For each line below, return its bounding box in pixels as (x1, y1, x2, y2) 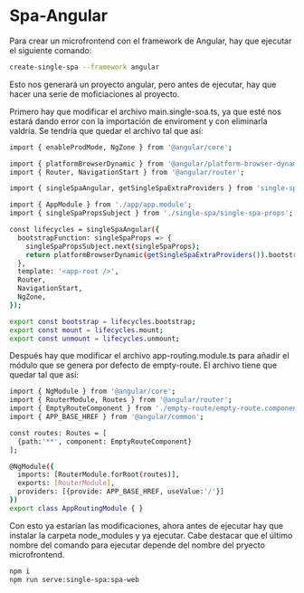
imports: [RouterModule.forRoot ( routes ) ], (17, 470, 180, 480)
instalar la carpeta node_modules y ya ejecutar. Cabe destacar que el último (9, 530, 293, 540)
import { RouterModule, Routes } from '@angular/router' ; (9, 396, 233, 405)
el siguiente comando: (9, 44, 92, 55)
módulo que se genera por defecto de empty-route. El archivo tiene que (9, 359, 278, 371)
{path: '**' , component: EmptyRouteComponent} (17, 436, 193, 446)
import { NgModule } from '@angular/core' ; (9, 387, 176, 397)
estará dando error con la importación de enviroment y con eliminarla (9, 115, 269, 127)
